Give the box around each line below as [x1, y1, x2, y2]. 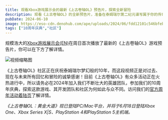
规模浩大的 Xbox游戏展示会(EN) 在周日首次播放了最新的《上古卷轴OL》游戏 [5, 40, 158, 46]
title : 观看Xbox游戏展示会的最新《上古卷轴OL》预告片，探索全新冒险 [5, 7, 131, 12]
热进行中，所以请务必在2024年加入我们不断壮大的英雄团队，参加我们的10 [5, 80, 156, 86]
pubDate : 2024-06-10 [5, 16, 48, 21]
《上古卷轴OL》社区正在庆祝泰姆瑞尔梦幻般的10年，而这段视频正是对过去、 [5, 68, 160, 74]
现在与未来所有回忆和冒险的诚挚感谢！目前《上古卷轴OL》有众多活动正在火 [5, 74, 160, 80]
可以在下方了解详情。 [22, 46, 66, 52]
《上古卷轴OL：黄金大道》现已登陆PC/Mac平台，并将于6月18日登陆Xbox [5, 103, 155, 109]
